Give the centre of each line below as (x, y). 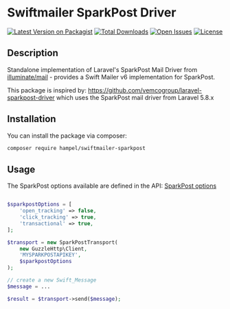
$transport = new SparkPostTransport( (62, 242)
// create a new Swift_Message (52, 280)
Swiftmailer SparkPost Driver (92, 13)
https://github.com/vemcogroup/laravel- (145, 90)
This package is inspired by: (47, 90)
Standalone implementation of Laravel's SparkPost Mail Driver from (102, 69)
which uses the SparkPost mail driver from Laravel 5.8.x (135, 97)
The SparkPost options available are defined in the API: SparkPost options (112, 186)
